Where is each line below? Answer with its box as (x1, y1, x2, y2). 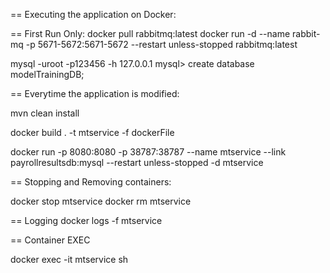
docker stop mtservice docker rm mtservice (10, 195, 192, 207)
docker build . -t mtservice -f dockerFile (10, 127, 175, 138)
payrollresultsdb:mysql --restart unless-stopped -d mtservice (10, 157, 264, 168)
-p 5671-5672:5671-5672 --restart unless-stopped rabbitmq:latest (25, 39, 298, 50)
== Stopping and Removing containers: (10, 176, 172, 188)
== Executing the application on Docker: (10, 9, 177, 20)
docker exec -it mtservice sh (10, 254, 129, 265)
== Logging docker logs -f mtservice (10, 215, 163, 226)
